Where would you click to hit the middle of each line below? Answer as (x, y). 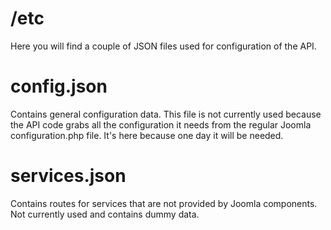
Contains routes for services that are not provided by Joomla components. (164, 203)
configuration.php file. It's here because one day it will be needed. (147, 135)
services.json (68, 176)
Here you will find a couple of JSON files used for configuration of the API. (163, 46)
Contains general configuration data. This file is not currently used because (166, 114)
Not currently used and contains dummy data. (105, 214)
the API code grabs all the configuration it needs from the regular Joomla (161, 124)
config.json (59, 86)
